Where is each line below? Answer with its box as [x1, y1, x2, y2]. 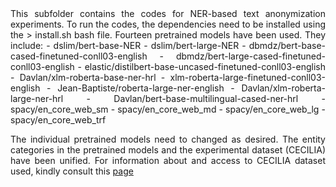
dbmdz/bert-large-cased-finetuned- [175, 50, 326, 62]
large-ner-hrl [10, 93, 64, 104]
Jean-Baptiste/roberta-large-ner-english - [57, 82, 235, 94]
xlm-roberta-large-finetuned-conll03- [169, 72, 326, 83]
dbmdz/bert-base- [248, 40, 326, 51]
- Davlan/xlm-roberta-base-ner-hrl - [10, 72, 166, 83]
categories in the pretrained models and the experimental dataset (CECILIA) [10, 144, 326, 156]
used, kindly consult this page [10, 165, 134, 177]
